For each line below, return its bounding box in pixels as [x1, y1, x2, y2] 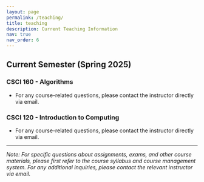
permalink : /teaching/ [6, 15, 64, 21]
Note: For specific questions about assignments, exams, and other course [6, 150, 192, 158]
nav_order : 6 [6, 37, 39, 43]
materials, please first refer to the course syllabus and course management [6, 157, 196, 164]
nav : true [6, 32, 32, 38]
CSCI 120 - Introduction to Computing [6, 113, 120, 121]
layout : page [6, 8, 39, 15]
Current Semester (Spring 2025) [6, 59, 132, 70]
